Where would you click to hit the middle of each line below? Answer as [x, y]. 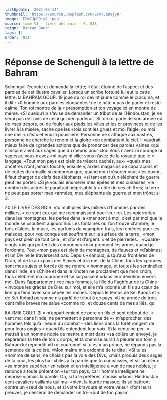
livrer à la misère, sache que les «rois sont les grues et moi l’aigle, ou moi [80, 129]
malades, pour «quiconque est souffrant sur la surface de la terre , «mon [80, 234]
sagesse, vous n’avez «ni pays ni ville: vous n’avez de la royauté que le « [80, 156]
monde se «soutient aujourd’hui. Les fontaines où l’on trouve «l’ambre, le [80, 223]
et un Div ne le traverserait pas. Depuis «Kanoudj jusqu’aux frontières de [80, 255]
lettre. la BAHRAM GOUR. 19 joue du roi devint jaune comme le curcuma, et [82, 97]
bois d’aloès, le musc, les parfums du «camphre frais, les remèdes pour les [82, 229]
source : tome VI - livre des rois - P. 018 [51, 24]
